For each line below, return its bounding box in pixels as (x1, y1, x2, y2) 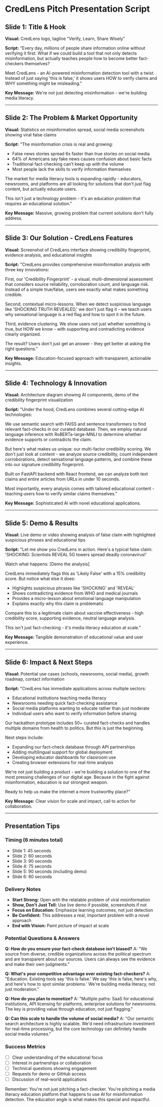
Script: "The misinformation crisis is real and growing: (5, 141, 113, 147)
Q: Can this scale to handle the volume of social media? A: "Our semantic (5, 1015, 154, 1021)
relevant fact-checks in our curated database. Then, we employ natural (5, 426, 147, 432)
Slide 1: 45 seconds (12, 847, 51, 853)
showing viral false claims (5, 131, 57, 137)
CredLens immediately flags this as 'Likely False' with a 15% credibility (5, 571, 146, 577)
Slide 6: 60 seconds (12, 873, 52, 880)
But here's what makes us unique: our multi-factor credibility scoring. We (5, 446, 151, 452)
